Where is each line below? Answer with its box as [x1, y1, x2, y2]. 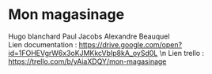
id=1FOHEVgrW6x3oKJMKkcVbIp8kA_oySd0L [8, 48, 158, 57]
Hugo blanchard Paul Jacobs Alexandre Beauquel [8, 31, 170, 41]
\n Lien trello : [159, 48, 204, 57]
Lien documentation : [8, 39, 78, 49]
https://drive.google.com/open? [78, 39, 183, 49]
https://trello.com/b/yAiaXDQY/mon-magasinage [8, 57, 167, 66]
